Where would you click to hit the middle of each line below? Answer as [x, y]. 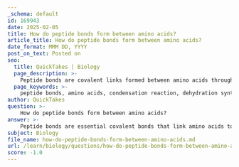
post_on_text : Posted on [44, 54]
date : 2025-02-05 [33, 27]
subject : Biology [33, 133]
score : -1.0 [25, 153]
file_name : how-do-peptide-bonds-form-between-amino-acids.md [101, 139]
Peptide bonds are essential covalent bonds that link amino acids [122, 126]
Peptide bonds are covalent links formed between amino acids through [127, 80]
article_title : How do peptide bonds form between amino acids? [105, 41]
